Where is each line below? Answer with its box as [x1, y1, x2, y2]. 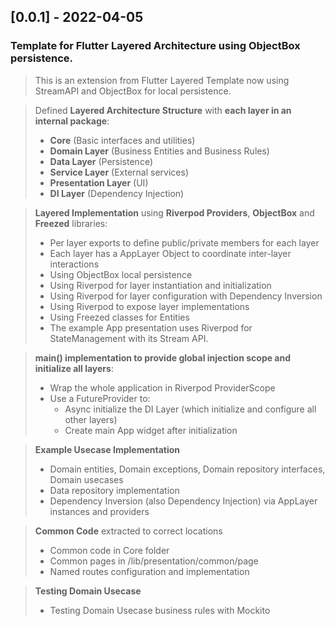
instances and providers [49, 505, 150, 517]
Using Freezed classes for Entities [49, 311, 190, 323]
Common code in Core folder [49, 544, 170, 556]
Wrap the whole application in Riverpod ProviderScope [49, 381, 276, 394]
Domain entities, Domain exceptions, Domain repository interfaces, [49, 463, 326, 475]
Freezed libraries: [34, 217, 108, 229]
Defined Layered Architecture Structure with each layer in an [34, 104, 292, 116]
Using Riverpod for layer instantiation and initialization [49, 279, 272, 291]
